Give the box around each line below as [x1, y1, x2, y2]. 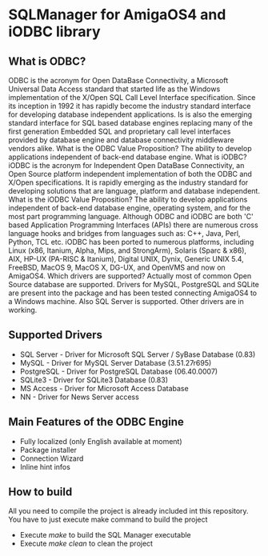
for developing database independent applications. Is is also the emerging [8, 110, 253, 119]
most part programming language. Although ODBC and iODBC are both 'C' [8, 212, 254, 221]
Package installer [19, 445, 78, 454]
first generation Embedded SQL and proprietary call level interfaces [8, 126, 231, 136]
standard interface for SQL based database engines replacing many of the [8, 118, 254, 127]
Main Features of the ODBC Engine [8, 415, 184, 429]
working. [8, 306, 38, 314]
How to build [8, 486, 73, 499]
